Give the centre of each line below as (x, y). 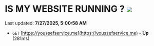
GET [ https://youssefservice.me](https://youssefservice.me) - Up (80, 33)
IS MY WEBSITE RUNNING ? (65, 9)
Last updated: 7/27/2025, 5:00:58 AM (46, 23)
